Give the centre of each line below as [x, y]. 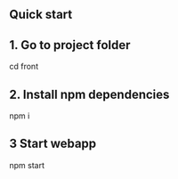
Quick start [41, 15]
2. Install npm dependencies [89, 94]
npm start [27, 165]
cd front [24, 67]
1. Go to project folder [70, 45]
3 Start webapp [53, 144]
